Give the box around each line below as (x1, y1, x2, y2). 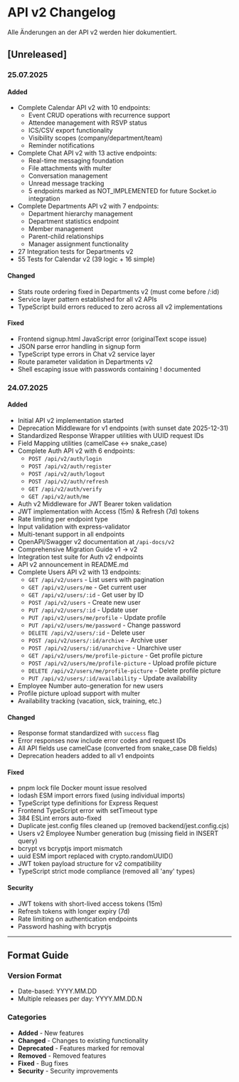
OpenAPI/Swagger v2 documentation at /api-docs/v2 (17, 537, 175, 546)
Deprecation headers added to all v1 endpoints (17, 752, 155, 760)
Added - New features (17, 1029, 84, 1037)
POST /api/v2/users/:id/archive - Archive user (28, 636, 168, 644)
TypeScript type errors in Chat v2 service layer (17, 349, 155, 358)
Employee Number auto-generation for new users (17, 681, 164, 690)
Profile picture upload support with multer (17, 689, 141, 698)
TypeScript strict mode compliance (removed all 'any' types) (17, 867, 196, 876)
